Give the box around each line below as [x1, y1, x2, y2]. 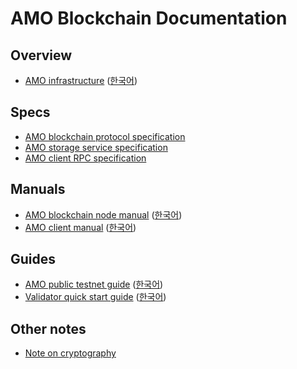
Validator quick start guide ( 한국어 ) [24, 291, 167, 303]
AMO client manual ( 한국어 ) [24, 221, 137, 233]
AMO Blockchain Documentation [10, 7, 288, 30]
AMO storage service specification [24, 141, 168, 153]
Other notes [10, 320, 87, 337]
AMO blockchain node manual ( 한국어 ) [24, 208, 183, 221]
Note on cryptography [24, 347, 117, 359]
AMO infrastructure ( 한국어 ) [24, 75, 138, 86]
